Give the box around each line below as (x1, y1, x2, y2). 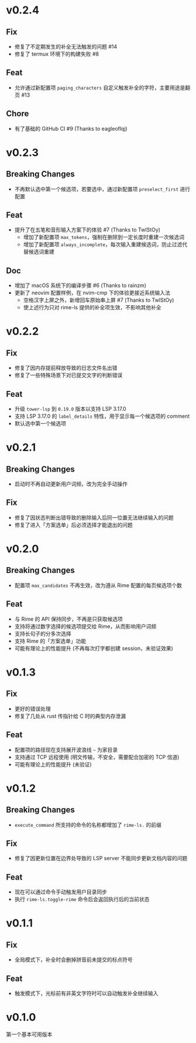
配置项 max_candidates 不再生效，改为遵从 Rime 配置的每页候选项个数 (14, 581, 183, 589)
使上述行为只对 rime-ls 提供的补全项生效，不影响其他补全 (23, 304, 161, 311)
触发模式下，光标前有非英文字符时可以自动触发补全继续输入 (14, 990, 159, 997)
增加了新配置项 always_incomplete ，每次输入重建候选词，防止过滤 (23, 241, 183, 248)
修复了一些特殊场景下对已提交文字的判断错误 (14, 371, 123, 379)
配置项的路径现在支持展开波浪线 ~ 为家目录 (14, 746, 118, 753)
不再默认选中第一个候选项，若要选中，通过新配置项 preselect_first (14, 185, 179, 192)
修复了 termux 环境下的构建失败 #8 (14, 50, 99, 57)
